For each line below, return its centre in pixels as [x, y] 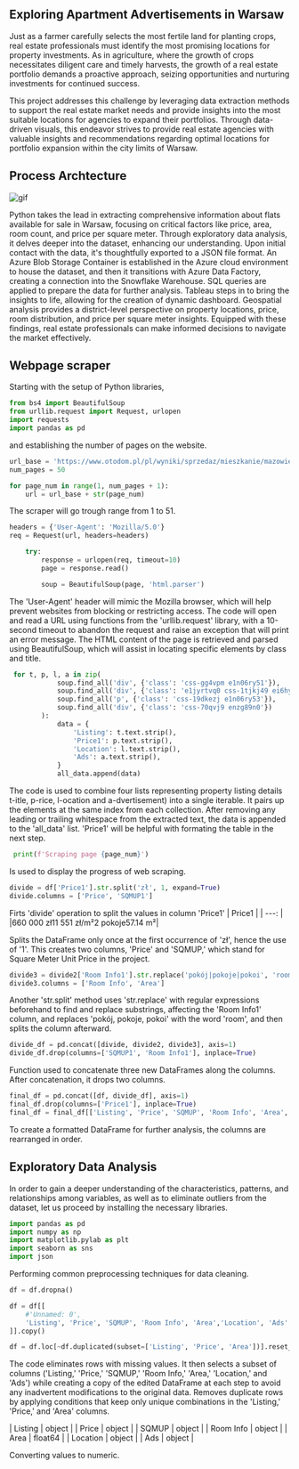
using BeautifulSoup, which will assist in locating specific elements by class [148, 648]
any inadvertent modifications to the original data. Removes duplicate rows [146, 1392]
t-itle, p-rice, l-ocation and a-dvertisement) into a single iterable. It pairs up [147, 800]
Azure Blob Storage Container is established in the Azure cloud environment [149, 262]
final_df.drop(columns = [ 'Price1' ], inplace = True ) [103, 1104]
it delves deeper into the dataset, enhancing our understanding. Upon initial [148, 243]
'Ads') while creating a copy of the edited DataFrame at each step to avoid [145, 1383]
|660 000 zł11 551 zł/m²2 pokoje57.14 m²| [84, 922]
